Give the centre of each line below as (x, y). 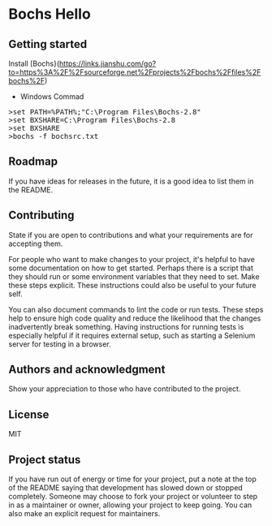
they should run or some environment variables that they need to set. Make (134, 276)
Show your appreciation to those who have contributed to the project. (125, 389)
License (29, 414)
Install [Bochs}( (34, 63)
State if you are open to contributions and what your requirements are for (131, 235)
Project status (45, 459)
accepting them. (36, 244)
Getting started (48, 44)
